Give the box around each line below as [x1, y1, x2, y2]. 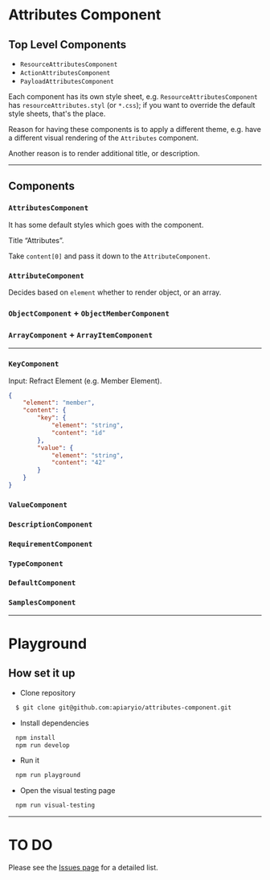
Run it [19, 755, 40, 766]
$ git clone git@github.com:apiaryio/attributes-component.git [15, 703, 231, 712]
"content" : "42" [51, 459, 106, 467]
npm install [15, 733, 56, 742]
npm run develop [15, 741, 70, 750]
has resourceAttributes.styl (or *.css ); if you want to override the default [8, 101, 256, 109]
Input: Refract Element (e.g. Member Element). [8, 376, 162, 386]
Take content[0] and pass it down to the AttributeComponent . [8, 251, 211, 261]
